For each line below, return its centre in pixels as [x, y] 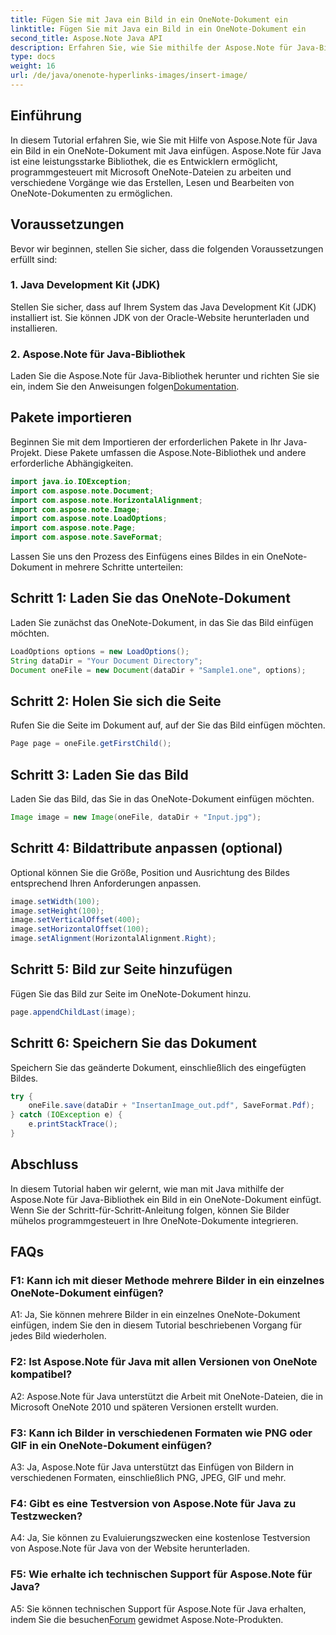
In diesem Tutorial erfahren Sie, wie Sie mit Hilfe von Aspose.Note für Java [164, 140]
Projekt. [26, 452]
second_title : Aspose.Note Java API [86, 38]
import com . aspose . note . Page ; [73, 528]
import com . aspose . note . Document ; [82, 491]
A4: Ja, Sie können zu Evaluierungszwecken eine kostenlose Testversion [160, 1538]
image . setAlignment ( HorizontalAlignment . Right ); [113, 939]
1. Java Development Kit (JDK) [85, 285]
